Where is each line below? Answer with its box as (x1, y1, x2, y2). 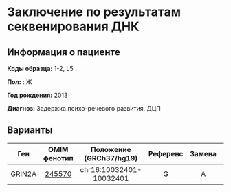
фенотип (43, 153, 74, 162)
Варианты (7, 125, 53, 136)
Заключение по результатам (7, 4, 181, 20)
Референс (148, 149, 184, 158)
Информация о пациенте (7, 46, 120, 58)
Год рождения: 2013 (7, 91, 68, 99)
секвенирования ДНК (7, 19, 140, 34)
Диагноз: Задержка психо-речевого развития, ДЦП (7, 105, 162, 112)
